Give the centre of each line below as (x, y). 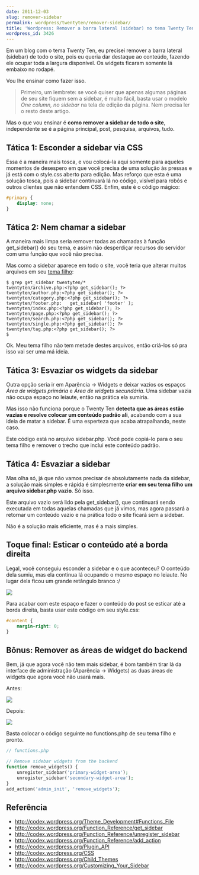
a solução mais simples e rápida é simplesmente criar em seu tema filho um (99, 484)
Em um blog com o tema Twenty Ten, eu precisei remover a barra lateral (94, 50)
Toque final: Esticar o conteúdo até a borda (87, 545)
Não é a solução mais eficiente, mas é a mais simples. (72, 526)
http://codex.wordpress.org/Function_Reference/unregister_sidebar (97, 834)
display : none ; (36, 203)
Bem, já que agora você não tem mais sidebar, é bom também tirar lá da (94, 664)
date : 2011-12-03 (28, 12)
